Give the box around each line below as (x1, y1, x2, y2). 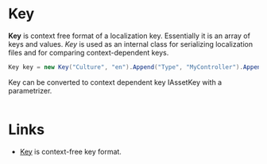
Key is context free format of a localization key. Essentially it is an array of (8, 31, 250, 40)
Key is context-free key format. (19, 147, 122, 156)
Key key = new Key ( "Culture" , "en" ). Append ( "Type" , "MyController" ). (8, 63, 244, 71)
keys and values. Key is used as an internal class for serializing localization (8, 39, 253, 48)
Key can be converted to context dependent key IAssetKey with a (8, 77, 222, 87)
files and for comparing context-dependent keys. (8, 48, 169, 57)
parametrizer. (8, 86, 52, 95)
